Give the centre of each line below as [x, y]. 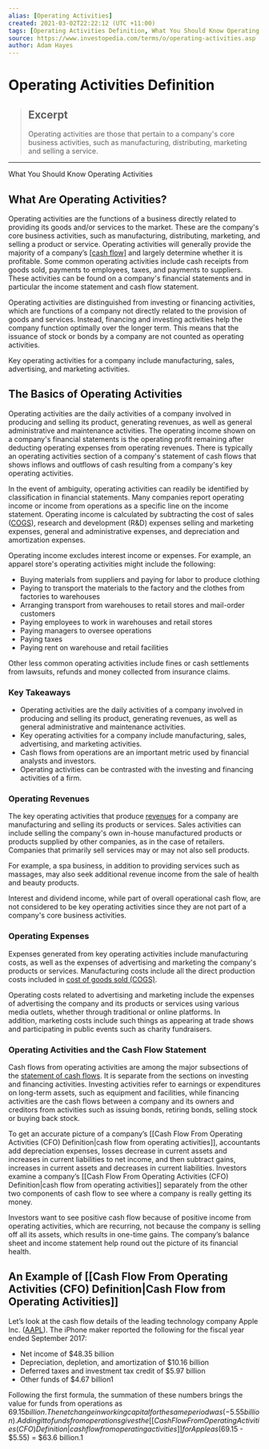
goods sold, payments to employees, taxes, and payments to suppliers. [126, 269]
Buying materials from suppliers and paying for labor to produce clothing [140, 579]
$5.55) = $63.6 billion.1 [46, 1437]
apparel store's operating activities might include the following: [112, 564]
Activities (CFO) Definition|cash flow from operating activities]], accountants [134, 1142]
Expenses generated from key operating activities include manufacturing [128, 953]
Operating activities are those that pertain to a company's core [131, 134]
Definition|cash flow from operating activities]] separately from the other [128, 1184]
